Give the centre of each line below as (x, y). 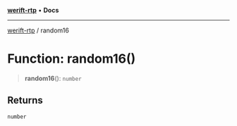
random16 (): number (53, 78)
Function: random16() (72, 59)
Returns (25, 100)
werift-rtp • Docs (33, 10)
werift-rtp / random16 (38, 30)
